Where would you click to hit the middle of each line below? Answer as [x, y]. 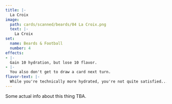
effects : [15, 53]
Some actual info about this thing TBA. [46, 96]
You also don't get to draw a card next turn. [60, 72]
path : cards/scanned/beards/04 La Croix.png [58, 24]
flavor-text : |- [23, 77]
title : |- [16, 10]
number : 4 [20, 48]
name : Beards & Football [36, 44]
